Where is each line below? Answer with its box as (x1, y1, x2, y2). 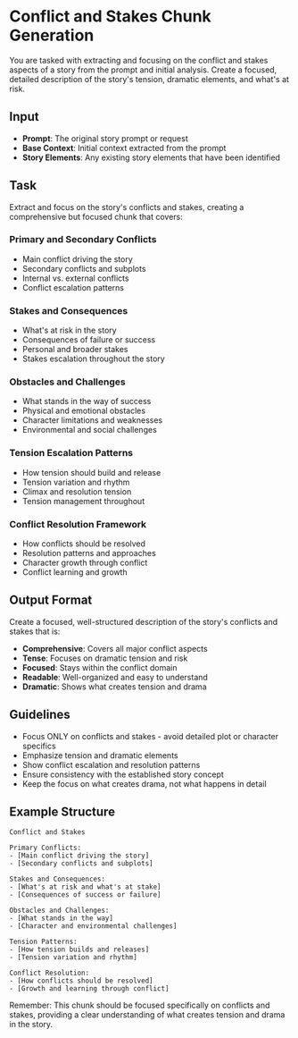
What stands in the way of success (21, 396, 152, 407)
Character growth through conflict (21, 557, 148, 569)
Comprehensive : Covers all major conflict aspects (21, 643, 208, 654)
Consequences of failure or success (21, 334, 156, 345)
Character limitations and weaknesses (21, 415, 163, 426)
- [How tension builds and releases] (9, 945, 150, 954)
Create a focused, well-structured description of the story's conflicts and (9, 616, 278, 627)
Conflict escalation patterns (21, 282, 125, 292)
